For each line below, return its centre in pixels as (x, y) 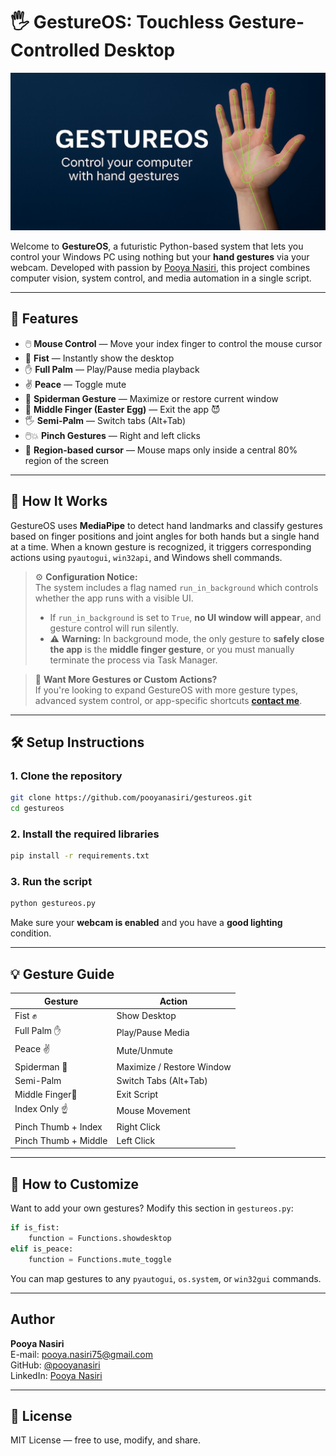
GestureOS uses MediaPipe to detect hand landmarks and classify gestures (166, 525)
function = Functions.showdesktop (100, 1239)
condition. (31, 933)
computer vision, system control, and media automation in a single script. (161, 278)
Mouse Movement (153, 1110)
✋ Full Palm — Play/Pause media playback (112, 369)
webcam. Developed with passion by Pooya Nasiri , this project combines (160, 267)
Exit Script (137, 1095)
